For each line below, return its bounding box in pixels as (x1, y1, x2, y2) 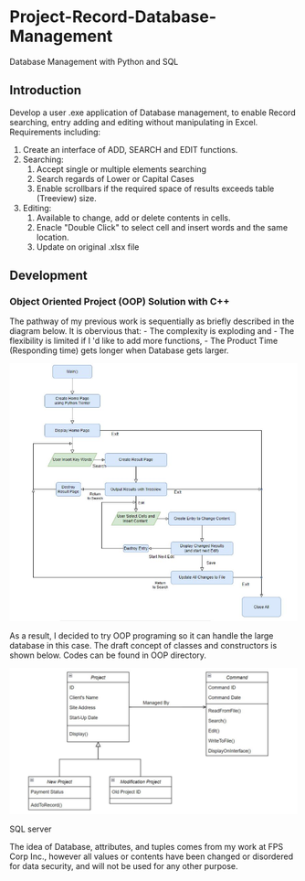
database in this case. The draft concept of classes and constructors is (9, 640, 278, 651)
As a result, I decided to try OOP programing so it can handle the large (9, 630, 274, 641)
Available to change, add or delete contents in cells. (36, 212, 231, 223)
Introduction (9, 82, 82, 98)
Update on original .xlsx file (36, 241, 140, 252)
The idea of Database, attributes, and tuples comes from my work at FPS (9, 842, 284, 853)
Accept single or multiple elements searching (36, 163, 207, 175)
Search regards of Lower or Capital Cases (36, 173, 195, 184)
